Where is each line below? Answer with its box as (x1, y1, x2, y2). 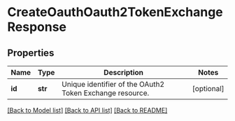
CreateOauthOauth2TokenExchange (7, 4, 224, 20)
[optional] (192, 84, 225, 93)
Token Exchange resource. (62, 88, 150, 98)
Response (7, 19, 67, 35)
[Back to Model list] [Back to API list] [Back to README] (7, 106, 168, 114)
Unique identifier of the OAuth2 (62, 80, 165, 89)
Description (104, 68, 144, 77)
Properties (7, 47, 55, 59)
